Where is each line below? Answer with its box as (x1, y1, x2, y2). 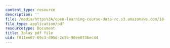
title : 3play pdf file (5, 30, 53, 35)
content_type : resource (5, 7, 56, 12)
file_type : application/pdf (5, 21, 65, 26)
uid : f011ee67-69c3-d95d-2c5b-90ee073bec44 (5, 35, 99, 40)
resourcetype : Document (5, 26, 56, 31)
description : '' (5, 12, 39, 17)
